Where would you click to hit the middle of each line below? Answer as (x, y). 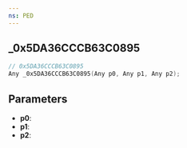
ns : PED (21, 16)
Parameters (38, 99)
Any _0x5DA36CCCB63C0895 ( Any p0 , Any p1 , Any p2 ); (94, 74)
